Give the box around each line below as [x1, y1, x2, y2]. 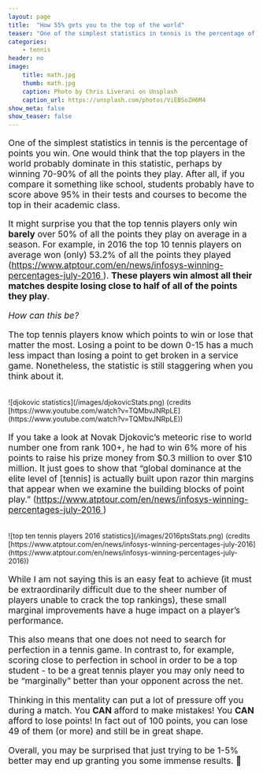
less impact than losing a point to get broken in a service [8, 350, 239, 361]
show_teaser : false [8, 113, 72, 121]
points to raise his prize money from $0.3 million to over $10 [8, 452, 253, 463]
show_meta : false [8, 104, 65, 112]
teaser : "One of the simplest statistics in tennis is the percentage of [8, 29, 256, 37]
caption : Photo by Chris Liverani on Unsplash [22, 88, 178, 95]
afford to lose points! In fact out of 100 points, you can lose [8, 715, 248, 727]
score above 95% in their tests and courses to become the [8, 189, 247, 200]
